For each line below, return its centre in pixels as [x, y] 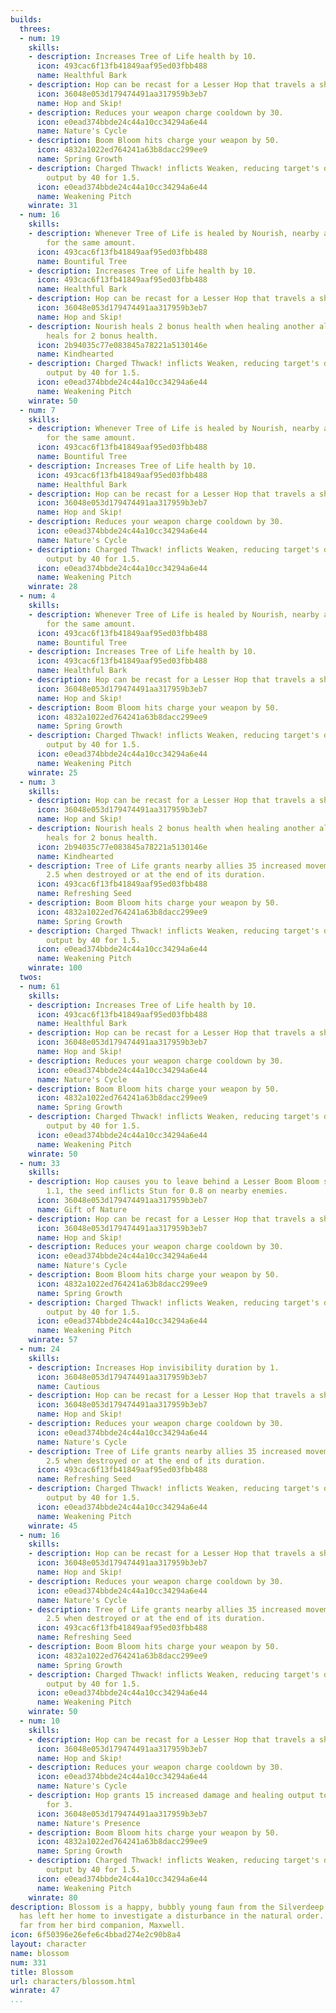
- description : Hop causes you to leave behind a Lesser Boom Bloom [174, 1182]
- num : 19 [39, 38]
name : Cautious [68, 1386]
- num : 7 [37, 410]
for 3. [60, 1804]
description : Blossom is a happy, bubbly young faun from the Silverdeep [167, 1907]
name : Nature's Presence [88, 1823]
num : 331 [28, 1962]
